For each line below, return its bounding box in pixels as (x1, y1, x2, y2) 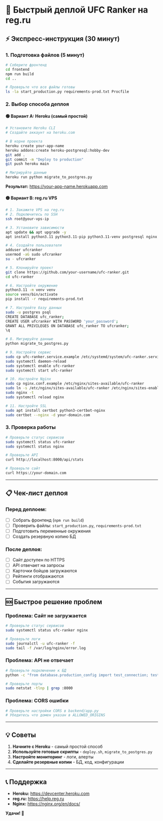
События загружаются (12, 579, 60, 585)
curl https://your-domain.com (5, 470, 67, 475)
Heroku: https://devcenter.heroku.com (12, 790, 90, 796)
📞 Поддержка (5, 778, 47, 786)
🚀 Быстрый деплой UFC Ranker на (5, 4, 148, 16)
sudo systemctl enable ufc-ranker (5, 363, 75, 368)
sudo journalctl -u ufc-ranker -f (5, 641, 75, 646)
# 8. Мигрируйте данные (5, 337, 54, 341)
